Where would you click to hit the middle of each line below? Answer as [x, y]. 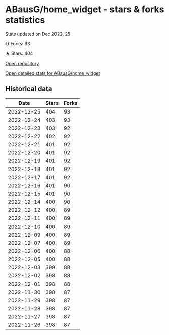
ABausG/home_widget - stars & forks [85, 9]
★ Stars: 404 [19, 53]
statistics [25, 20]
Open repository [22, 63]
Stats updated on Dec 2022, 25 [38, 34]
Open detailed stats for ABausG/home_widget [53, 73]
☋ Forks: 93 [18, 43]
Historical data [29, 89]
